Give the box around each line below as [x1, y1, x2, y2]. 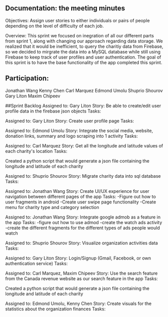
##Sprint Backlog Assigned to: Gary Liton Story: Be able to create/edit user [5, 102, 161, 109]
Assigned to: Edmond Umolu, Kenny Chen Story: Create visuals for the [5, 300, 152, 306]
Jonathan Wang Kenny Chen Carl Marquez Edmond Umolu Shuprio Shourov [5, 87, 163, 93]
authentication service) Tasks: [5, 260, 68, 267]
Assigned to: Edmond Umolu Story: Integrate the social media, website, [5, 127, 153, 133]
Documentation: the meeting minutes [5, 4, 125, 13]
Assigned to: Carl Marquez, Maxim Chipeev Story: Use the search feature [5, 270, 158, 276]
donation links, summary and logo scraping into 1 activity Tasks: [5, 133, 138, 139]
